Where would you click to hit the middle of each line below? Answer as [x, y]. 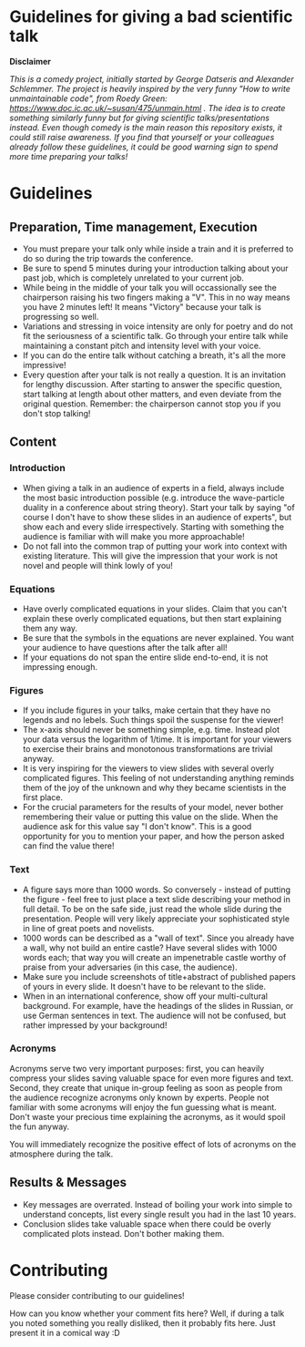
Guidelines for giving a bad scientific [151, 17]
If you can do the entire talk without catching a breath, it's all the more [154, 355]
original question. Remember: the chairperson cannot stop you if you [152, 404]
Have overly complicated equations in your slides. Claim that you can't [155, 609]
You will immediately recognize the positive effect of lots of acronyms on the [153, 1144]
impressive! [44, 365]
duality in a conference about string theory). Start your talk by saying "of [159, 507]
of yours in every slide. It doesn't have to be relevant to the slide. [144, 986]
